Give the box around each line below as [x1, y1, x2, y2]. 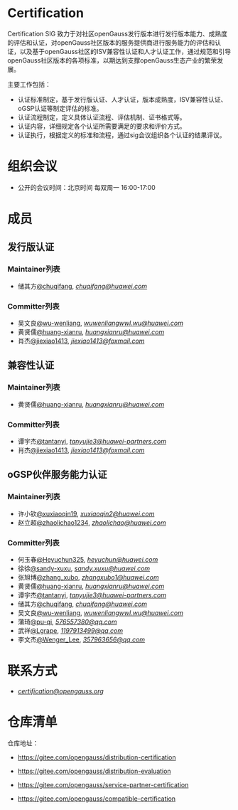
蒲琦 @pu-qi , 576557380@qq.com [17, 617, 117, 627]
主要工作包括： [7, 80, 51, 88]
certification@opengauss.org [17, 686, 104, 695]
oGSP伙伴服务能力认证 [7, 469, 107, 481]
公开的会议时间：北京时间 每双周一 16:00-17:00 [17, 183, 156, 191]
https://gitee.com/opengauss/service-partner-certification [17, 780, 189, 789]
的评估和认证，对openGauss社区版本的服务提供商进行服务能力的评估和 [7, 38, 215, 47]
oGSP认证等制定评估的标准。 [17, 104, 103, 112]
